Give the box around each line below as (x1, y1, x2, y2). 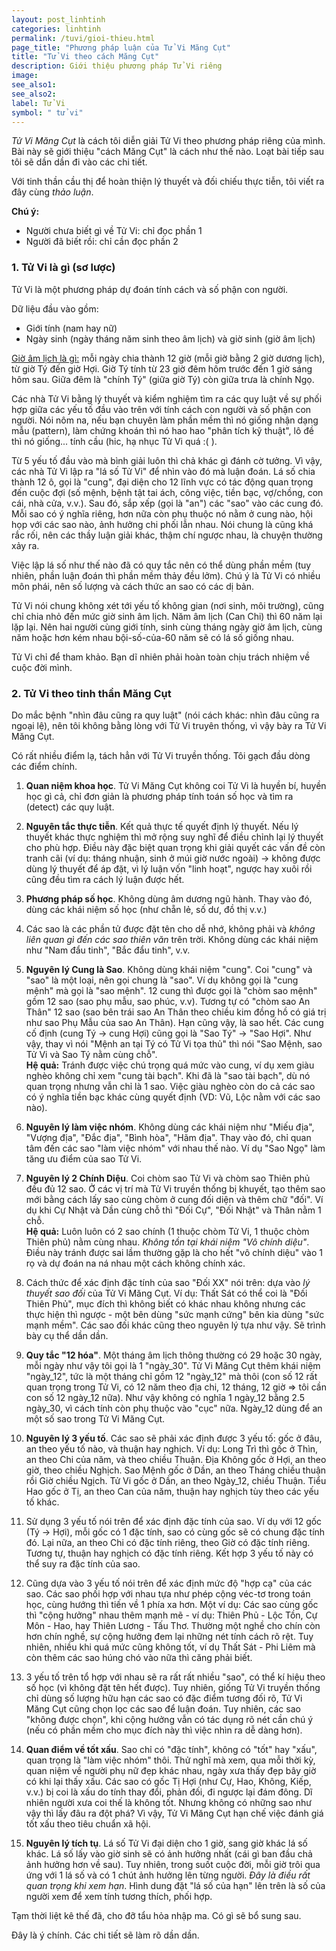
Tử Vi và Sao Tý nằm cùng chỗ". (25, 1048, 158, 1060)
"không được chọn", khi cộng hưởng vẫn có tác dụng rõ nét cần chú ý (25, 1713, 314, 1725)
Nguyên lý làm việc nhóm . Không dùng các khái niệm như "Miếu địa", (25, 1121, 315, 1133)
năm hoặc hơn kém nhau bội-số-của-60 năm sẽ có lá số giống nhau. (11, 631, 295, 643)
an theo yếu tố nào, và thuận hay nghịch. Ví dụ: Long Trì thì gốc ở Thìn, (25, 1442, 319, 1455)
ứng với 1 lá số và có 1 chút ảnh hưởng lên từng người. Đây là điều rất (25, 1869, 311, 1881)
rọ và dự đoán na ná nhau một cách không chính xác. (25, 1257, 246, 1269)
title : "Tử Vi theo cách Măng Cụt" (11, 52, 160, 62)
